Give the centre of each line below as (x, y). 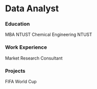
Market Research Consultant (34, 58)
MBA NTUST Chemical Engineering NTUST (48, 34)
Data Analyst (32, 9)
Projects (15, 71)
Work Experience (26, 47)
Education (18, 24)
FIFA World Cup (21, 82)
